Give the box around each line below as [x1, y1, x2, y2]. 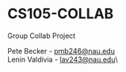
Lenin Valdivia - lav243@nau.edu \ [7, 55, 118, 64]
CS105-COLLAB [7, 5, 114, 23]
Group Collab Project [7, 31, 76, 40]
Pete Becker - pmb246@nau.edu [7, 46, 116, 55]
